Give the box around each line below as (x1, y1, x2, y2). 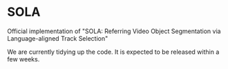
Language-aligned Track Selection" (7, 34, 108, 42)
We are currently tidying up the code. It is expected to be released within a (7, 48, 220, 56)
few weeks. (7, 55, 40, 63)
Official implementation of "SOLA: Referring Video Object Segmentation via (7, 27, 221, 35)
